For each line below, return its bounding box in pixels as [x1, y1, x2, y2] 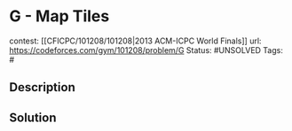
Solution [9, 110, 57, 125]
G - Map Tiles [9, 6, 110, 27]
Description [9, 80, 75, 95]
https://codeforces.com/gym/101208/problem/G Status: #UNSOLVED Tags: [9, 44, 284, 55]
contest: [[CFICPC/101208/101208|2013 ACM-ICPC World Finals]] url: [9, 35, 262, 46]
